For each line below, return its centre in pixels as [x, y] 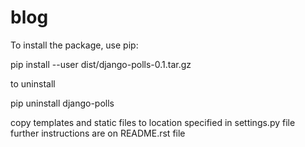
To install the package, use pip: [74, 45]
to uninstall [33, 83]
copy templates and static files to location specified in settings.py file [153, 122]
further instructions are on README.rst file [98, 133]
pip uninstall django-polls [62, 103]
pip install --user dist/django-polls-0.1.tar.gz [101, 64]
